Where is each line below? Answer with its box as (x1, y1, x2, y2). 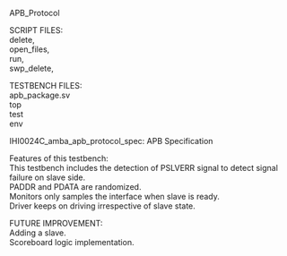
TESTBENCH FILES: (9, 81, 83, 90)
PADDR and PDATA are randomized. (9, 182, 142, 192)
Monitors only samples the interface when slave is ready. (9, 192, 220, 201)
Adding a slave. (9, 227, 67, 238)
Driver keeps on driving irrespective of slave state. (9, 201, 196, 211)
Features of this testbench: (9, 153, 109, 164)
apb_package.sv (9, 90, 71, 100)
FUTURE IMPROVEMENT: (9, 218, 103, 228)
